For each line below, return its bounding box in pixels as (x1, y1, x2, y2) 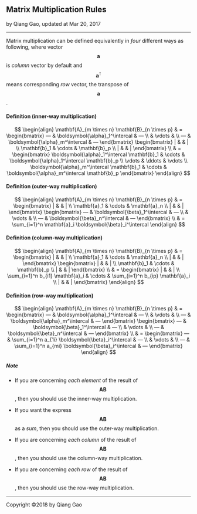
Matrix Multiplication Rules (6, 5, 107, 15)
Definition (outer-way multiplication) (6, 183, 97, 190)
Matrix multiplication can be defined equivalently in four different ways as (6, 37, 184, 44)
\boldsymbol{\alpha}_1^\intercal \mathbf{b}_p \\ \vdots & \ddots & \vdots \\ (9, 157, 188, 164)
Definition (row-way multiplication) (6, 292, 94, 299)
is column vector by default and (6, 62, 83, 69)
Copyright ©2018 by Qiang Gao (6, 501, 82, 508)
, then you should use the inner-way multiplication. (14, 395, 137, 403)
